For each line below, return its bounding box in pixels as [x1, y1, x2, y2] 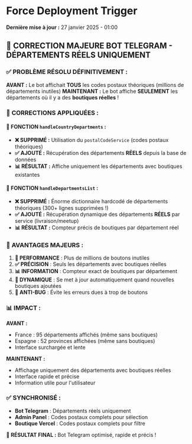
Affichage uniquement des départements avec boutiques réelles [14, 367, 171, 374]
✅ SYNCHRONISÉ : [6, 394, 61, 402]
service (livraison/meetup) [14, 217, 79, 224]
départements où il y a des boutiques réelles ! [6, 93, 119, 101]
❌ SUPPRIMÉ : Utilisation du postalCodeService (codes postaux [14, 136, 169, 143]
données [14, 155, 37, 163]
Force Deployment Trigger [6, 4, 138, 18]
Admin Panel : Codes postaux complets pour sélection [14, 413, 148, 420]
